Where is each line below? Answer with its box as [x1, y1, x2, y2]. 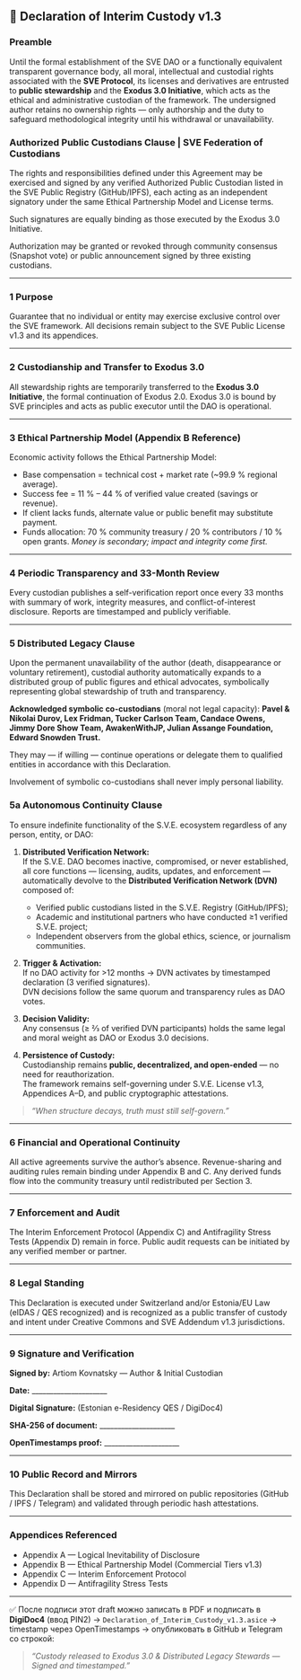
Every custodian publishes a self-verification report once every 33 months [9, 588, 284, 598]
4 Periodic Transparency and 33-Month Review [9, 567, 219, 579]
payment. [21, 517, 58, 527]
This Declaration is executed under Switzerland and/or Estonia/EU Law [9, 1297, 271, 1308]
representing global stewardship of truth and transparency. [9, 686, 227, 697]
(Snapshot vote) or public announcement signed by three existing [9, 250, 251, 261]
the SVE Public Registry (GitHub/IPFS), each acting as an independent [9, 186, 268, 198]
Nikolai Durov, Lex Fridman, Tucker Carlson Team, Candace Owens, [9, 713, 266, 724]
